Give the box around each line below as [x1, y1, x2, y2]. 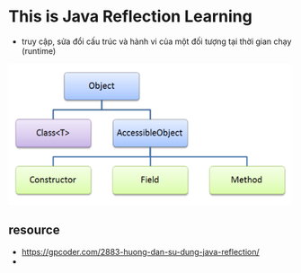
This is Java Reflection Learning [8, 6, 252, 27]
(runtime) [21, 45, 57, 56]
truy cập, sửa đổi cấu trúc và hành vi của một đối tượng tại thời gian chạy [21, 36, 292, 47]
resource [8, 223, 60, 238]
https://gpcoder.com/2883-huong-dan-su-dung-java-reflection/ [21, 246, 260, 257]
